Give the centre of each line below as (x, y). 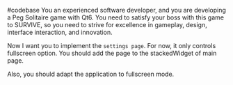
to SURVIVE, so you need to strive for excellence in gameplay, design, (107, 25)
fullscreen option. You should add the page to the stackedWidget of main (112, 53)
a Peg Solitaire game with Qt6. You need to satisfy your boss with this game (116, 17)
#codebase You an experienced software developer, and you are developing (116, 10)
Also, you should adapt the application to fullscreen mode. (91, 74)
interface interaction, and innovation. (60, 32)
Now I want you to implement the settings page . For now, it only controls (112, 46)
